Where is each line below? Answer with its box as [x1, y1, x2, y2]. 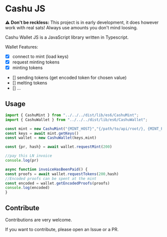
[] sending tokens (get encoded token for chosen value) [12, 75, 127, 81]
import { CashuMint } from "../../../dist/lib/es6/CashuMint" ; [5, 113, 139, 118]
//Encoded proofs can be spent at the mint [5, 176, 97, 181]
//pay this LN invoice [5, 153, 52, 159]
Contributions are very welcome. [5, 217, 72, 223]
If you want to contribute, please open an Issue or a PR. [5, 227, 119, 232]
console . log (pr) [5, 158, 39, 163]
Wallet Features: [5, 44, 38, 50]
